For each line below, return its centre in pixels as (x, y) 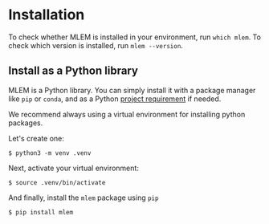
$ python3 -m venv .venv (50, 153)
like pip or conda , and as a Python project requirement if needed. (115, 99)
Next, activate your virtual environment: (73, 168)
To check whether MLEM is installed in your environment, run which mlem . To (134, 37)
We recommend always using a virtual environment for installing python (127, 114)
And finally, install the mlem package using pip (84, 198)
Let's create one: (36, 138)
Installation (47, 15)
